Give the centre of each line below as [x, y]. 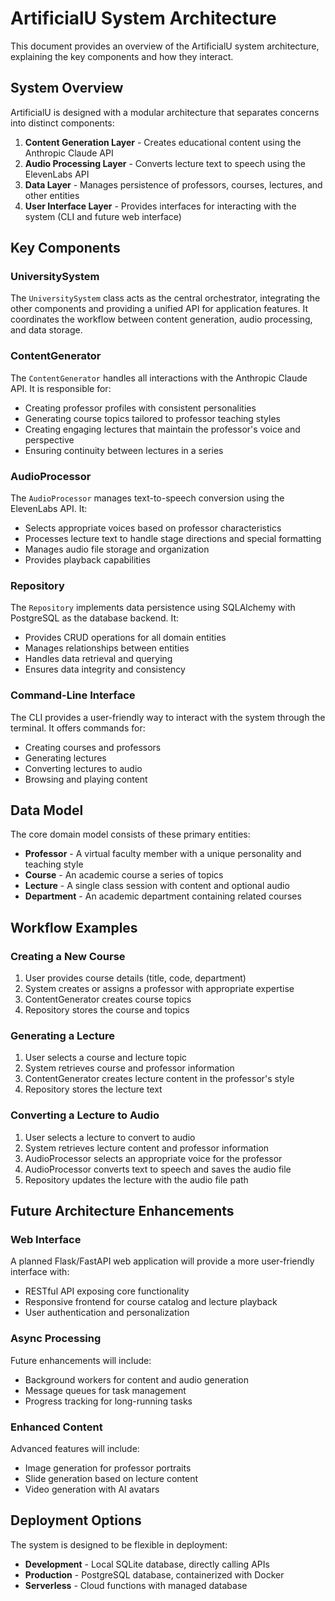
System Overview [67, 88]
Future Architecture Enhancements [122, 1211]
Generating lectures [65, 758]
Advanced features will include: [75, 1448]
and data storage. [46, 330]
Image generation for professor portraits [108, 1468]
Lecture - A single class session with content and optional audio [157, 886]
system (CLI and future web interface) [103, 216]
